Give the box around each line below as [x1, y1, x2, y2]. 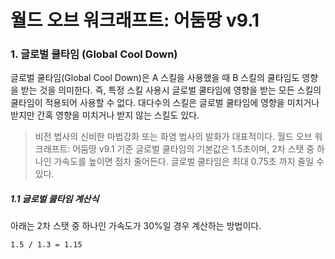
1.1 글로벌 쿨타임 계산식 [10, 193, 100, 205]
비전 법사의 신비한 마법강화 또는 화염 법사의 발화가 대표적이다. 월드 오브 [34, 131, 313, 143]
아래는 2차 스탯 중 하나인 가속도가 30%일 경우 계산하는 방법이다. [10, 220, 262, 232]
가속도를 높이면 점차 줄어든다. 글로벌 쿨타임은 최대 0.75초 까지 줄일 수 [53, 156, 325, 168]
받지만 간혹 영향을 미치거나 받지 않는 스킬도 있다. [10, 109, 200, 121]
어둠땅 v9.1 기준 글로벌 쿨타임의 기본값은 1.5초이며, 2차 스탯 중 [72, 143, 315, 155]
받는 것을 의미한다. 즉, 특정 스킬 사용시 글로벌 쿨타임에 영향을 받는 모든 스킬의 [20, 84, 322, 96]
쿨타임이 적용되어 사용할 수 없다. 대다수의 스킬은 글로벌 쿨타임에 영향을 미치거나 [10, 97, 320, 109]
